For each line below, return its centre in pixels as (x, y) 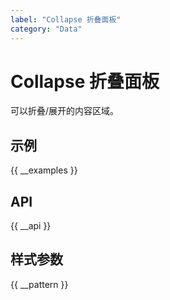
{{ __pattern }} (39, 284)
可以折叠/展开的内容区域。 (65, 111)
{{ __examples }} (44, 170)
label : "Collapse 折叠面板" (66, 19)
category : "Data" (46, 29)
